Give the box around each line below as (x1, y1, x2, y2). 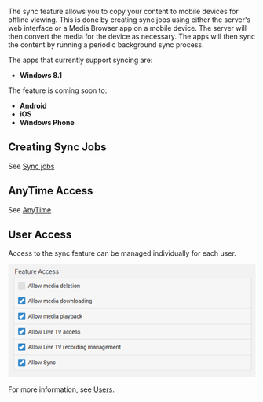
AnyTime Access (8, 184, 93, 197)
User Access (8, 228, 72, 242)
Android (19, 101, 47, 110)
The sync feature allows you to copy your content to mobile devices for (8, 7, 239, 16)
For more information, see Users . (8, 385, 115, 394)
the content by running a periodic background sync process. (8, 40, 204, 50)
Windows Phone (19, 118, 75, 127)
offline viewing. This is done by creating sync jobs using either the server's (8, 15, 251, 24)
